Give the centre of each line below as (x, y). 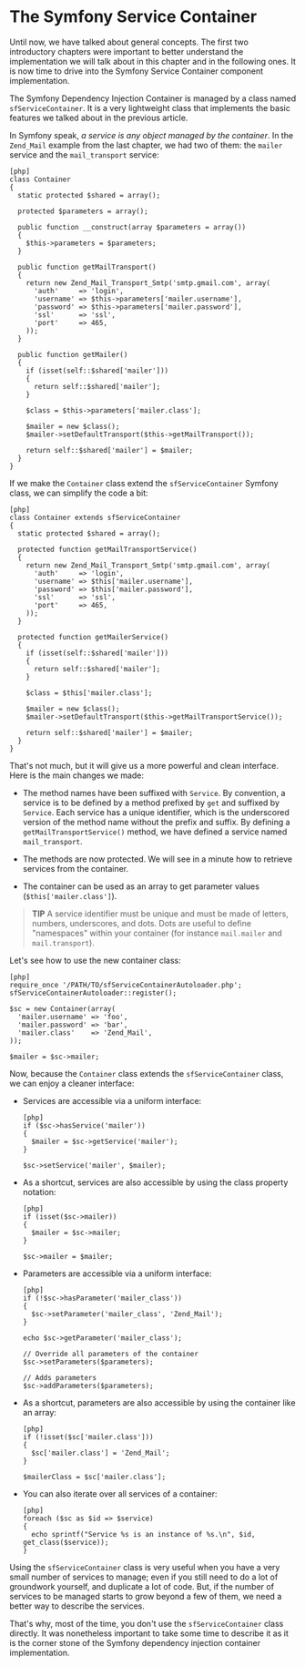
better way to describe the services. (77, 1606)
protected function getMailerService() (93, 637)
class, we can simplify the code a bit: (79, 493)
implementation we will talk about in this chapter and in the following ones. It (152, 61)
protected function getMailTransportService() (107, 549)
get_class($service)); (66, 1542)
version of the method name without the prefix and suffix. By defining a (156, 822)
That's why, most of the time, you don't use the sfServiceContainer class (147, 1623)
